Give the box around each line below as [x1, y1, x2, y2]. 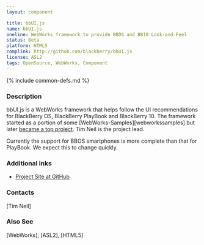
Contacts [6, 188, 35, 197]
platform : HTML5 [6, 43, 48, 49]
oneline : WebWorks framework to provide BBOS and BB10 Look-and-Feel [6, 31, 188, 37]
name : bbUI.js [6, 26, 43, 32]
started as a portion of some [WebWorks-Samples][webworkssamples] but [6, 119, 195, 126]
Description [6, 92, 42, 100]
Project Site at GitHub [15, 173, 70, 181]
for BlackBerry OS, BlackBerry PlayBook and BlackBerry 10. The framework [6, 112, 196, 119]
